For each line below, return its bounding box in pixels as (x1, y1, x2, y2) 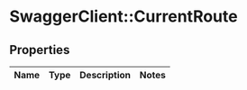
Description (79, 69, 131, 81)
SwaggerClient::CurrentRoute (9, 6, 238, 27)
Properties (9, 42, 70, 58)
